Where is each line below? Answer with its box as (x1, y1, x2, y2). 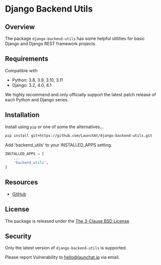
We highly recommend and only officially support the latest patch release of (5, 91, 156, 98)
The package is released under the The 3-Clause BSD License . (5, 218, 131, 224)
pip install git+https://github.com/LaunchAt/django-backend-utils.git (5, 133, 152, 138)
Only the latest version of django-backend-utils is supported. (5, 245, 127, 251)
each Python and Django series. (5, 97, 69, 102)
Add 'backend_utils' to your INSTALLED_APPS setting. (5, 142, 113, 148)
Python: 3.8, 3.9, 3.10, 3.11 (12, 77, 63, 83)
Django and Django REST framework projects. (5, 41, 97, 47)
